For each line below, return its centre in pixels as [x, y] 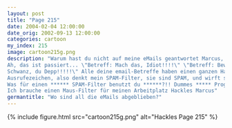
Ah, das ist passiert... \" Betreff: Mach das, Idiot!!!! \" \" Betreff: [111, 65]
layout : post [26, 13]
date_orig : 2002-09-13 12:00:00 [54, 33]
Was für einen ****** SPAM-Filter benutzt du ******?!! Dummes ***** [109, 84]
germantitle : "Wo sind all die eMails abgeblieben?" [85, 98]
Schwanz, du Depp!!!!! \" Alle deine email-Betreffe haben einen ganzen [112, 71]
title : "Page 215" [33, 20]
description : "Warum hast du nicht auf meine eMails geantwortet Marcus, [116, 59]
